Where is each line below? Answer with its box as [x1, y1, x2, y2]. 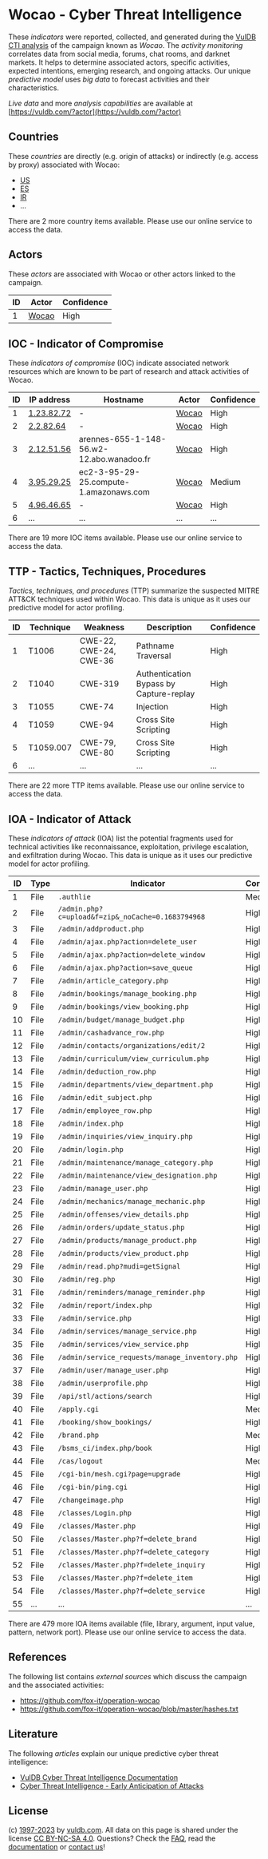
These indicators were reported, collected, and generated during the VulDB [8, 32, 257, 42]
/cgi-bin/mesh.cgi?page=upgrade [57, 1470, 181, 1479]
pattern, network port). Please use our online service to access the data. [8, 1627, 246, 1637]
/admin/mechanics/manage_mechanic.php [57, 1197, 206, 1206]
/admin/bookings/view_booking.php [57, 1003, 189, 1011]
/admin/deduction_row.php [57, 1067, 157, 1076]
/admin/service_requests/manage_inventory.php [57, 1353, 238, 1361]
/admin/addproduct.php [57, 924, 144, 933]
